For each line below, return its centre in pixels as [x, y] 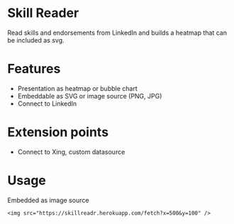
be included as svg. [36, 40]
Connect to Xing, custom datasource [71, 152]
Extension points [58, 132]
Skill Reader [43, 13]
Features [34, 69]
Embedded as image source [48, 200]
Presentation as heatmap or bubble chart [77, 88]
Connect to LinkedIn [47, 103]
